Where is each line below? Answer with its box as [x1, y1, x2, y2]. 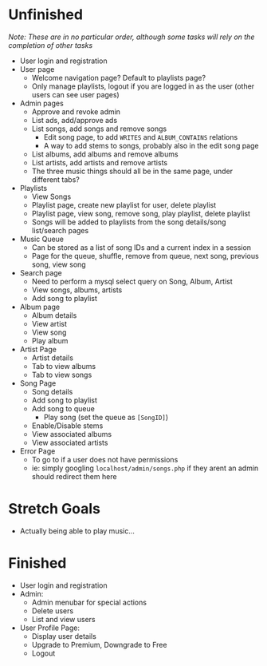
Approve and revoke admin [31, 106, 121, 117]
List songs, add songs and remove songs [31, 124, 167, 133]
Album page [19, 302, 61, 311]
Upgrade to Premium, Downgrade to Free [31, 640, 167, 649]
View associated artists [31, 438, 108, 447]
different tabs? [31, 174, 80, 184]
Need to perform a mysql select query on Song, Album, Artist [31, 276, 233, 286]
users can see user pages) [31, 89, 120, 99]
